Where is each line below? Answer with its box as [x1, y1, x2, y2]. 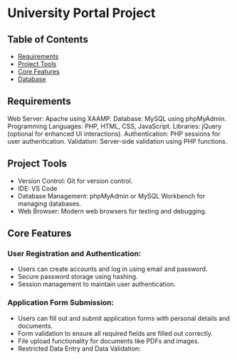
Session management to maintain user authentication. [17, 280, 176, 289]
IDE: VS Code [17, 184, 58, 193]
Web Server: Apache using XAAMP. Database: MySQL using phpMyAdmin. [7, 114, 226, 122]
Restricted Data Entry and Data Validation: [17, 344, 141, 353]
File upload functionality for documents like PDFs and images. [17, 337, 200, 345]
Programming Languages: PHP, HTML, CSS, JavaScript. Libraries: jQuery [7, 122, 222, 130]
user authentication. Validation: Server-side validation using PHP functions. [7, 137, 228, 145]
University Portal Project [7, 5, 156, 21]
